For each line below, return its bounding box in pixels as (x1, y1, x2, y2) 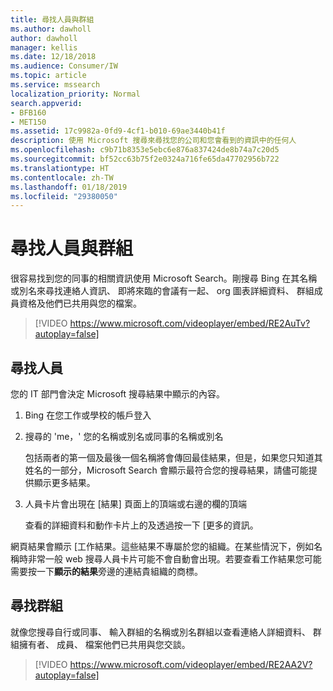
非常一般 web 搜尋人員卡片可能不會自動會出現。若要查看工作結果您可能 (27, 553, 322, 565)
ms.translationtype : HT (10, 163, 110, 173)
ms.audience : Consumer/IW (10, 61, 118, 71)
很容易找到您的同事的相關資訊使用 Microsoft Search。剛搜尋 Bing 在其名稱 (10, 272, 318, 285)
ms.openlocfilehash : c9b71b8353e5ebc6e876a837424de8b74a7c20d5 (10, 145, 280, 155)
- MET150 (10, 117, 47, 127)
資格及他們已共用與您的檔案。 (18, 297, 142, 310)
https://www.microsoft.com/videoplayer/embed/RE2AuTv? (69, 317, 311, 330)
